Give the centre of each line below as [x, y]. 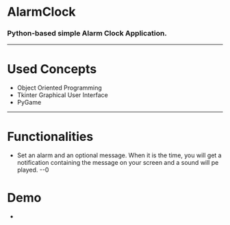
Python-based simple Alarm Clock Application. [87, 34]
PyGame [29, 103]
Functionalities [50, 136]
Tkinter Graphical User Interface [62, 95]
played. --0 [33, 170]
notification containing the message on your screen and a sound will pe [118, 163]
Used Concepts [52, 69]
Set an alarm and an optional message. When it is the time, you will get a [119, 155]
